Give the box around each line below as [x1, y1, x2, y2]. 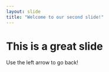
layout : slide [6, 8, 41, 15]
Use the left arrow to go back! [6, 59, 78, 66]
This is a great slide [6, 40, 103, 53]
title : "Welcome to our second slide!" [6, 14, 104, 20]
